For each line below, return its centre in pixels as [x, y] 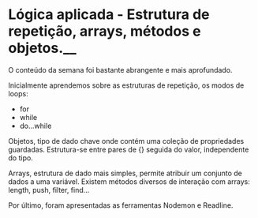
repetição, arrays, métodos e [105, 31]
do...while [36, 126]
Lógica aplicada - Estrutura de [109, 15]
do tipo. [21, 158]
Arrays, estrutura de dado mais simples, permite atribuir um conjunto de [125, 173]
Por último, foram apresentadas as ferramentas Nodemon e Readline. [121, 205]
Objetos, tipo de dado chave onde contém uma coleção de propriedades [126, 141]
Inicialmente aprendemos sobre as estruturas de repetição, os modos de [126, 85]
